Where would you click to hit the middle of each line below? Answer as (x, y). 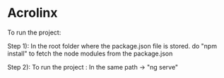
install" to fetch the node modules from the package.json (90, 53)
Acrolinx (33, 13)
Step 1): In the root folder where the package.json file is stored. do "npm (112, 46)
